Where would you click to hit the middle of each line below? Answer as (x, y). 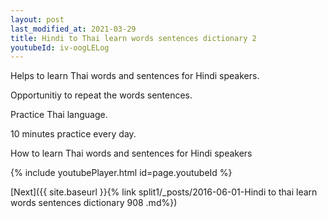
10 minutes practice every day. (73, 134)
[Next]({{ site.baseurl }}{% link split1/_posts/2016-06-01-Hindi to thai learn (164, 192)
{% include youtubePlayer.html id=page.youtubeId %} (121, 173)
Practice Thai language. (59, 115)
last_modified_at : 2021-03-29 (73, 29)
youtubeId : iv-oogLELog (60, 47)
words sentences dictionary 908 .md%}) (94, 203)
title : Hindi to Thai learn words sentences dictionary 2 (133, 38)
